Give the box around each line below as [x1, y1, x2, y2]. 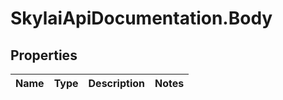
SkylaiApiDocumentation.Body [10, 7, 273, 30]
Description [88, 77, 145, 90]
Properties [10, 47, 78, 64]
